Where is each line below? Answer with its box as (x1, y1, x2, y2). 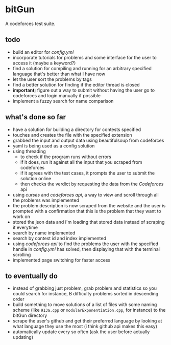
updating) (12, 334, 34, 340)
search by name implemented (12, 229, 76, 236)
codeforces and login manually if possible (12, 92, 101, 98)
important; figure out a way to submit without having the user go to (12, 87, 155, 93)
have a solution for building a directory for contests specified (12, 126, 141, 133)
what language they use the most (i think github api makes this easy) (12, 324, 157, 330)
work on (12, 213, 31, 220)
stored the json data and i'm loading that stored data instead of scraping (12, 219, 165, 225)
